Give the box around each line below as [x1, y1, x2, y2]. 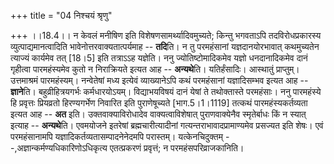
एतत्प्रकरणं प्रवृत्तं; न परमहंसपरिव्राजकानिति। [109, 142, 245, 154]
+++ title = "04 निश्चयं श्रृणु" [10, 10, 113, 21]
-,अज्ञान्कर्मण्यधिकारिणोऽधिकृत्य [10, 142, 108, 154]
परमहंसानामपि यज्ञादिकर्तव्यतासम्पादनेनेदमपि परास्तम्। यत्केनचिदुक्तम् [10, 131, 223, 142]
